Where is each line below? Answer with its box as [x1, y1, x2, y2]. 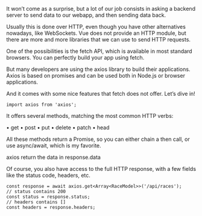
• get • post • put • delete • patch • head [6, 124, 110, 131]
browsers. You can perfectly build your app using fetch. [6, 54, 145, 61]
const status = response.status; [6, 194, 90, 200]
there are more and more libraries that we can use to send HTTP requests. [6, 36, 191, 43]
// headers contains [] [6, 199, 66, 205]
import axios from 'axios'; [6, 102, 77, 108]
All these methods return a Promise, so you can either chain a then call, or [6, 135, 190, 143]
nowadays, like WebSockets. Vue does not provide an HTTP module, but [6, 29, 187, 37]
